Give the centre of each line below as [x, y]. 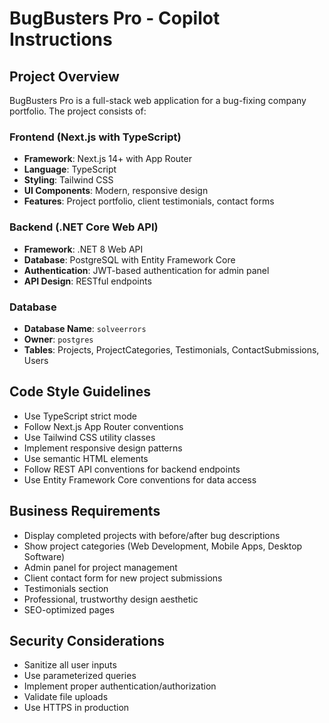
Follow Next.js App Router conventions [103, 426]
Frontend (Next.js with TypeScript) [95, 137]
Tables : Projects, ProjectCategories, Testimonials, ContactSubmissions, [171, 349]
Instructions [61, 39]
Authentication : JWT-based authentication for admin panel [146, 270]
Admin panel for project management [100, 567]
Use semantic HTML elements [86, 458]
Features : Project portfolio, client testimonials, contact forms [149, 201]
